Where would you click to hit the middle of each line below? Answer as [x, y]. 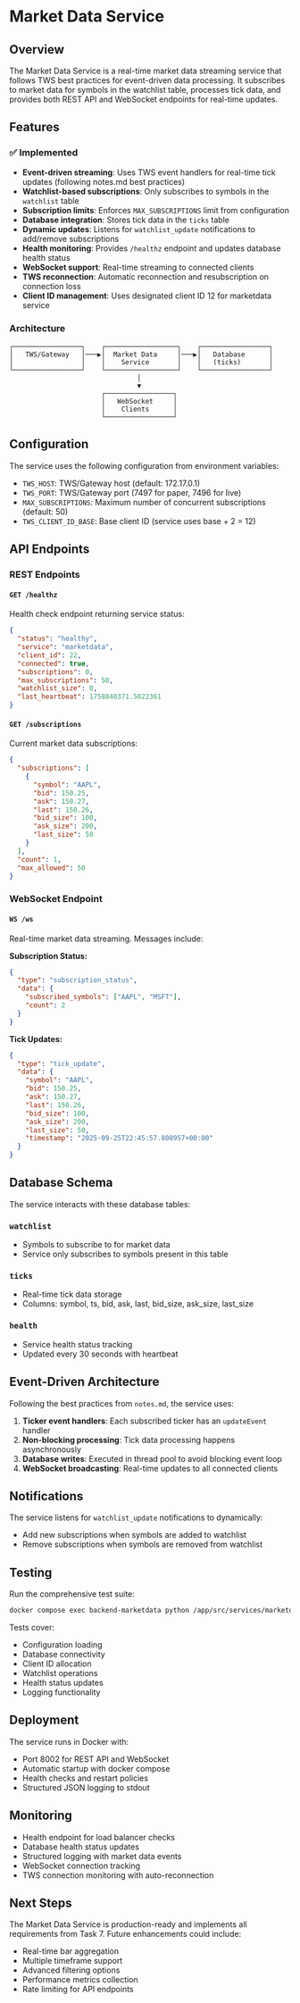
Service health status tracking [77, 1344]
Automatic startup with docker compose [96, 1768]
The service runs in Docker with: [69, 1741]
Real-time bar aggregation [71, 1951]
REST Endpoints [45, 575]
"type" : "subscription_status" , [78, 981]
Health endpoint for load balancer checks [99, 1837]
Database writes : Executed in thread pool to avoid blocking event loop [152, 1458]
